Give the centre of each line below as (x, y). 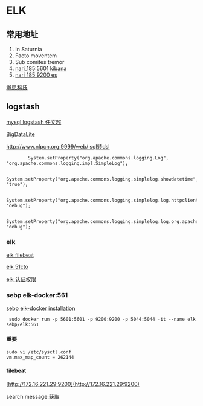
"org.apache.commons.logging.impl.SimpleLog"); (67, 163)
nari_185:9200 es (36, 75)
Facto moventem (36, 56)
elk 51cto (18, 267)
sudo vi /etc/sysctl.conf (39, 352)
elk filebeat (20, 255)
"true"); (17, 184)
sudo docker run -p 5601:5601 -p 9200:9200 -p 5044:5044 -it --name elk (102, 320)
